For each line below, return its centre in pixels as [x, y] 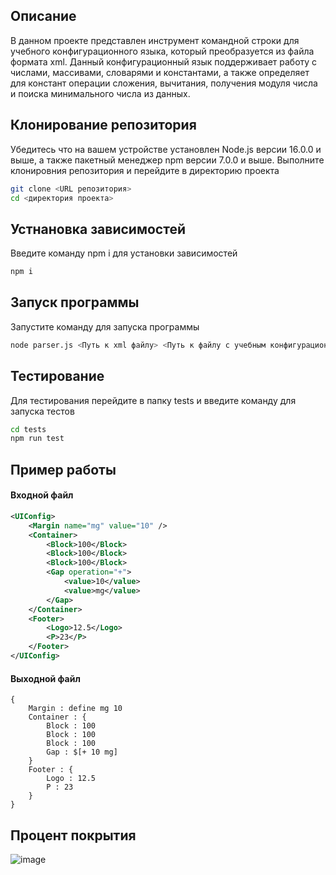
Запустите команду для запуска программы [105, 326]
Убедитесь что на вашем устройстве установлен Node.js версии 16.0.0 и [166, 149]
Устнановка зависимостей [98, 229]
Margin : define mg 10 [75, 709]
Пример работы [63, 469]
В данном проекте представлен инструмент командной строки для [155, 40]
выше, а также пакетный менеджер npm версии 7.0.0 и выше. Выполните [167, 160]
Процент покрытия [73, 835]
